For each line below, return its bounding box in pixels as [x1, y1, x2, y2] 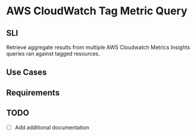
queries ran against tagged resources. [6, 50, 100, 57]
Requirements [6, 88, 60, 98]
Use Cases [6, 67, 47, 78]
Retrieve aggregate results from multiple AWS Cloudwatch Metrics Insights [6, 44, 190, 51]
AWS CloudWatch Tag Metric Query [6, 4, 188, 18]
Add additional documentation [14, 123, 90, 131]
